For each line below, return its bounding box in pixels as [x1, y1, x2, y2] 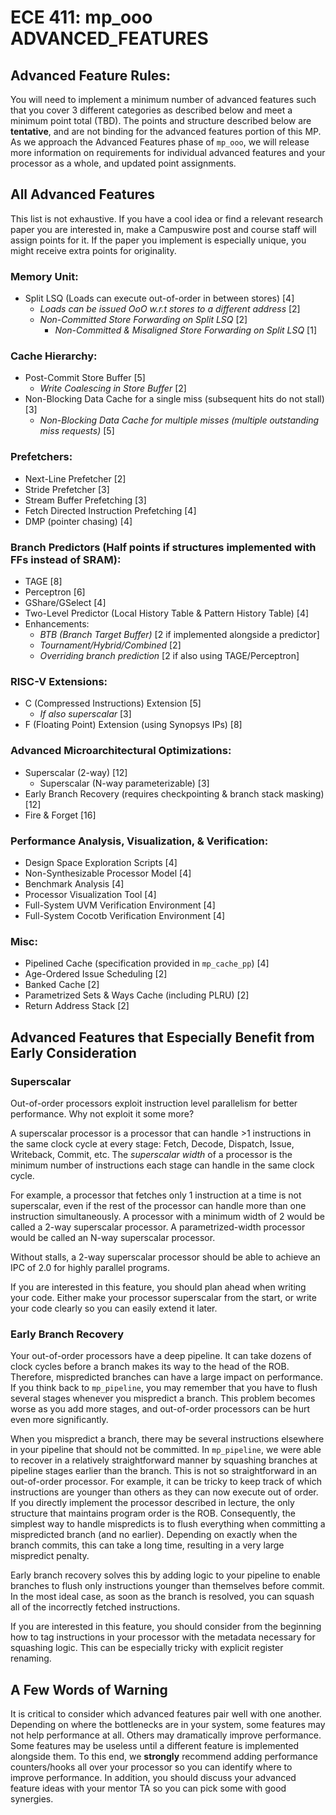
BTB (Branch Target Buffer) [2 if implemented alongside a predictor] [39, 629, 320, 640]
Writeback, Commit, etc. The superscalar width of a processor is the [10, 1148, 293, 1160]
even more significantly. [10, 1414, 109, 1426]
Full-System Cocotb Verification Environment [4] [24, 909, 226, 921]
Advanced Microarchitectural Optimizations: [10, 744, 232, 758]
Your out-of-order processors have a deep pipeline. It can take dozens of [10, 1350, 312, 1362]
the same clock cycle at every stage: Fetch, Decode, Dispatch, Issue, [10, 1137, 295, 1150]
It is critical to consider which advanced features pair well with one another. [10, 1707, 322, 1720]
